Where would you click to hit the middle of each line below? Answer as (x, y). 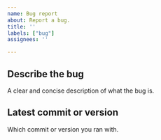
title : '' (22, 26)
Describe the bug (45, 74)
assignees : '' (28, 40)
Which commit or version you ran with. (63, 129)
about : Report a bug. (39, 20)
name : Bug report (33, 14)
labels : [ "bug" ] (31, 33)
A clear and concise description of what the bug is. (81, 91)
